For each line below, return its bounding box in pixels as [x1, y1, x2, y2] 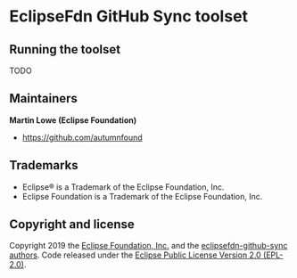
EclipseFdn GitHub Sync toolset [9, 6, 248, 27]
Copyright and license [9, 217, 136, 233]
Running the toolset [9, 42, 121, 57]
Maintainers [9, 91, 78, 106]
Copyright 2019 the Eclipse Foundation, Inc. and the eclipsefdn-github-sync [9, 241, 288, 251]
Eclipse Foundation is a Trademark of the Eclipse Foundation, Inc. [21, 191, 263, 201]
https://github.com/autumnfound [21, 132, 143, 143]
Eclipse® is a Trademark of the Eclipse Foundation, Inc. [21, 181, 225, 192]
